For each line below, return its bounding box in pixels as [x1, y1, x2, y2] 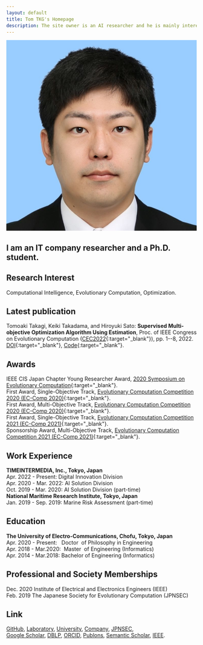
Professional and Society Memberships [6, 569, 158, 580]
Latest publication [6, 306, 76, 316]
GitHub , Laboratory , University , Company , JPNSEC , [6, 625, 134, 632]
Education [6, 516, 46, 526]
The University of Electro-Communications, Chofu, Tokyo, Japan [6, 532, 173, 540]
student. [6, 252, 39, 263]
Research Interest [6, 273, 75, 283]
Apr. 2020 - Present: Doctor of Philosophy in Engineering [6, 539, 153, 546]
